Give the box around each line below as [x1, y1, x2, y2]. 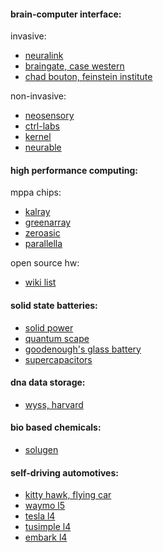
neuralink [24, 50, 64, 62]
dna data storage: [10, 376, 86, 389]
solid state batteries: [10, 300, 98, 311]
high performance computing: [10, 164, 138, 176]
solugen [24, 444, 59, 456]
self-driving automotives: [10, 466, 119, 479]
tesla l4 [24, 510, 56, 522]
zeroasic [24, 227, 61, 239]
